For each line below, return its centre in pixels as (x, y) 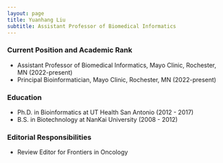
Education (25, 97)
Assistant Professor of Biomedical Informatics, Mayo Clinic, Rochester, (117, 65)
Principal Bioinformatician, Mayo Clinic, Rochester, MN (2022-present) (117, 79)
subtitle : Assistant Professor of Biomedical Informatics (92, 26)
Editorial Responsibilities (49, 137)
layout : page (26, 13)
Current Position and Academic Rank (70, 50)
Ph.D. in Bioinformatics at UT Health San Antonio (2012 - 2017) (105, 112)
